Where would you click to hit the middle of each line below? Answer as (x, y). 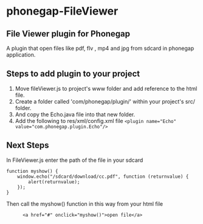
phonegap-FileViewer (62, 11)
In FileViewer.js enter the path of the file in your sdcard (75, 160)
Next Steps (28, 145)
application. (21, 55)
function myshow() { (33, 171)
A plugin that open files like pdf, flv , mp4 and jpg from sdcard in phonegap (100, 48)
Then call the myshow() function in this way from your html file (84, 204)
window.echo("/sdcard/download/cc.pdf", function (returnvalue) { (103, 177)
